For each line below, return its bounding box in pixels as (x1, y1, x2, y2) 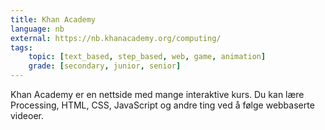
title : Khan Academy (10, 14, 97, 25)
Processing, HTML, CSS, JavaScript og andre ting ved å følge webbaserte (10, 99, 315, 111)
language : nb (10, 24, 65, 34)
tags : (10, 42, 33, 53)
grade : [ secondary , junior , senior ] (28, 61, 182, 71)
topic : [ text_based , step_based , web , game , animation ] (28, 52, 267, 62)
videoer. (10, 110, 44, 121)
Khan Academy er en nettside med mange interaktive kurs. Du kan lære (10, 89, 305, 100)
